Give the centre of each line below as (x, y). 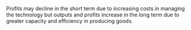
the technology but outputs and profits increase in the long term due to (93, 15)
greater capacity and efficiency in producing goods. (70, 21)
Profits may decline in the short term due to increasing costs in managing (95, 9)
